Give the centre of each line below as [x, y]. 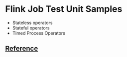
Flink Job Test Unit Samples [64, 9]
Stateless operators [32, 23]
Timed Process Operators [39, 33]
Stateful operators [31, 28]
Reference [22, 48]
